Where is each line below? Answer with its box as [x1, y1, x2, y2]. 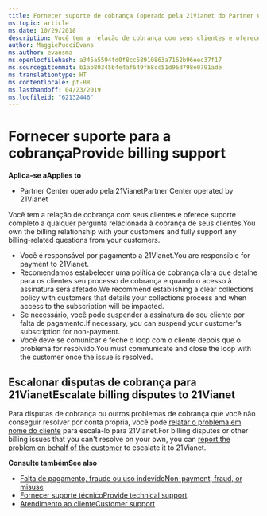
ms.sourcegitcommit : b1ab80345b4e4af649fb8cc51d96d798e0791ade [8, 64, 222, 72]
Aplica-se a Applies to [8, 170, 82, 180]
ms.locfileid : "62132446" [8, 93, 94, 101]
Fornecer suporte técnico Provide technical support [19, 491, 188, 500]
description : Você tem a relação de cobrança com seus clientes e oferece [8, 33, 261, 42]
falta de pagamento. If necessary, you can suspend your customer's [19, 319, 242, 328]
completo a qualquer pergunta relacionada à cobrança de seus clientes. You [8, 218, 256, 228]
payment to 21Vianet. [19, 260, 90, 269]
